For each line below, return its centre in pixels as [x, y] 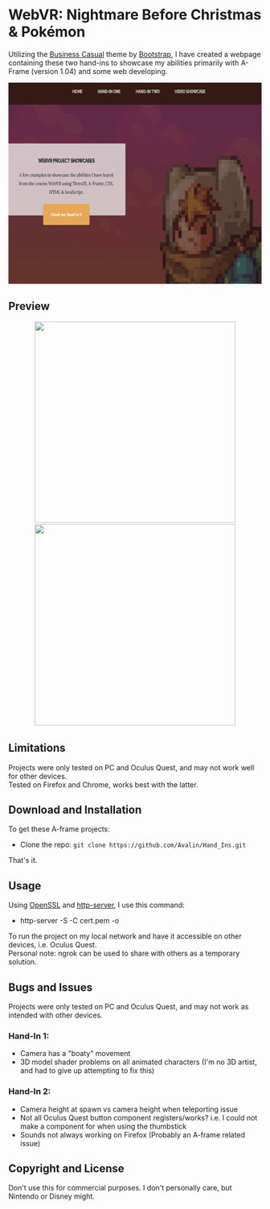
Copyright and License [66, 1168]
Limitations [37, 748]
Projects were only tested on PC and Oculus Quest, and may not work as [129, 1007]
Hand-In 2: [30, 1091]
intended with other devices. [55, 1015]
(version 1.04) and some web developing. [99, 71]
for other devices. [38, 776]
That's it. [23, 860]
